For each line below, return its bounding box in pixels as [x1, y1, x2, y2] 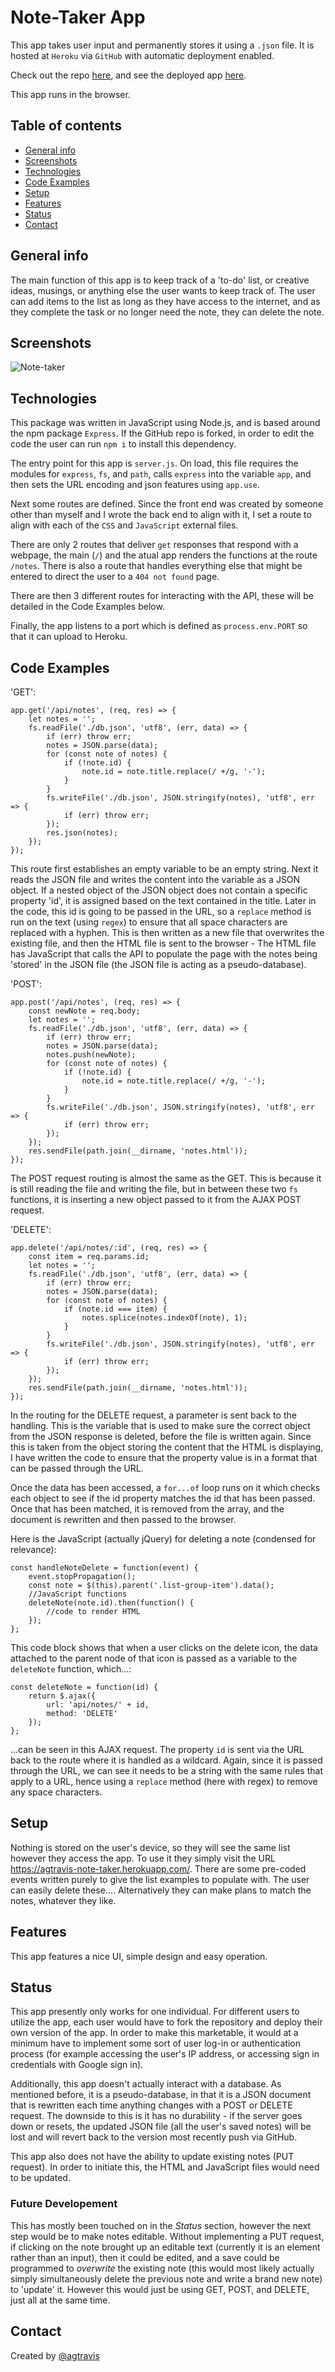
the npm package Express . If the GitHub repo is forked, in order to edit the [10, 427, 315, 440]
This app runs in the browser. [10, 88, 131, 100]
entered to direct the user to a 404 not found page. [10, 571, 220, 583]
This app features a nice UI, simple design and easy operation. [10, 1950, 268, 1962]
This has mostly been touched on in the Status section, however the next [10, 2219, 312, 2231]
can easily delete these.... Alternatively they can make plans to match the [10, 1884, 312, 1896]
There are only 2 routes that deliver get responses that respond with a [10, 539, 299, 551]
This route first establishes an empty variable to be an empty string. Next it [10, 863, 319, 875]
